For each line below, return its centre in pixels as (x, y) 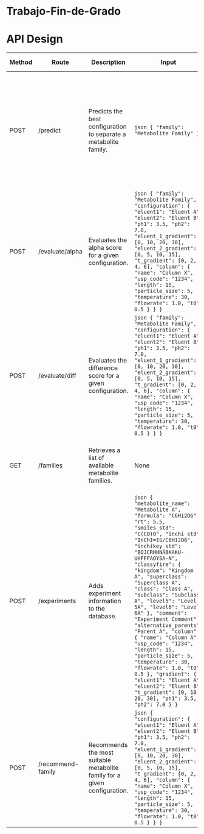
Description (108, 62)
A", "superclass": (161, 577)
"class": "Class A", (164, 589)
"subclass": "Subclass (167, 595)
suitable (100, 760)
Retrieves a (104, 450)
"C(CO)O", (148, 534)
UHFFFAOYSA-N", (156, 558)
